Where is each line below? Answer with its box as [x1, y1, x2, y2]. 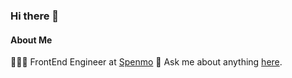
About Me [10, 34, 53, 46]
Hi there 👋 [10, 9, 60, 23]
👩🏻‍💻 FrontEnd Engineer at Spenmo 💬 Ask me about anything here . [10, 56, 283, 68]
